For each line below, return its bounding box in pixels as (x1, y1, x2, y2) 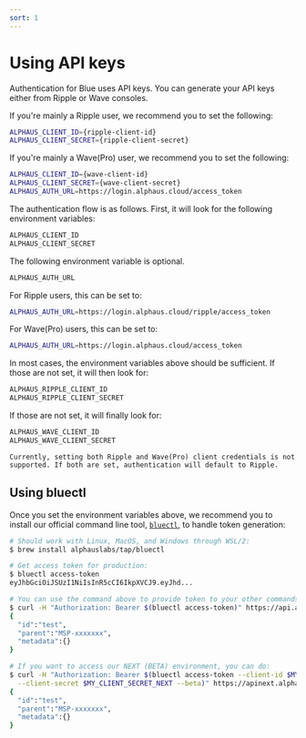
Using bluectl (9, 485, 87, 500)
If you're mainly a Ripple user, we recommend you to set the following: (9, 110, 273, 121)
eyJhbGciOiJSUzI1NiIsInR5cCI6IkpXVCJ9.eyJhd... (9, 579, 194, 588)
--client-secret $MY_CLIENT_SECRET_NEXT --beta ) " (17, 679, 209, 688)
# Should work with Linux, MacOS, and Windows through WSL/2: (9, 536, 250, 546)
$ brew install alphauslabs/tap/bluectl (9, 545, 166, 554)
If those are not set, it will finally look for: (9, 410, 162, 421)
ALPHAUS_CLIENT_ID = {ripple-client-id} (9, 127, 157, 136)
